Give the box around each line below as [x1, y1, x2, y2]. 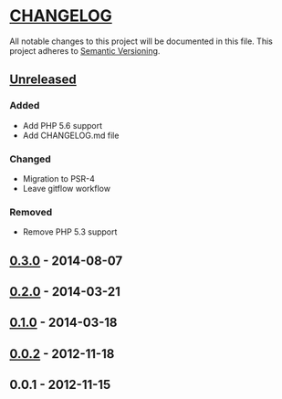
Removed [9, 205, 53, 218]
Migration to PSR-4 [22, 173, 96, 184]
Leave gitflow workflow [22, 183, 111, 194]
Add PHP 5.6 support [22, 120, 103, 131]
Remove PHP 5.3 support [22, 226, 118, 237]
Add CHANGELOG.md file [22, 130, 120, 141]
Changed [9, 152, 52, 165]
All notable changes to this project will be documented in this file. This [9, 36, 274, 47]
